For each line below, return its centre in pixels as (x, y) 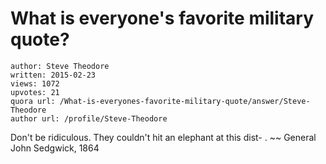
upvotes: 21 (35, 92)
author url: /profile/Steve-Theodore (89, 118)
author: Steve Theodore (60, 66)
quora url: (33, 101)
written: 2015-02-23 (53, 75)
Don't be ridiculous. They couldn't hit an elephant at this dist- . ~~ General (163, 137)
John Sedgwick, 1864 (55, 148)
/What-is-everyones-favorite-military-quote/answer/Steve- (185, 101)
